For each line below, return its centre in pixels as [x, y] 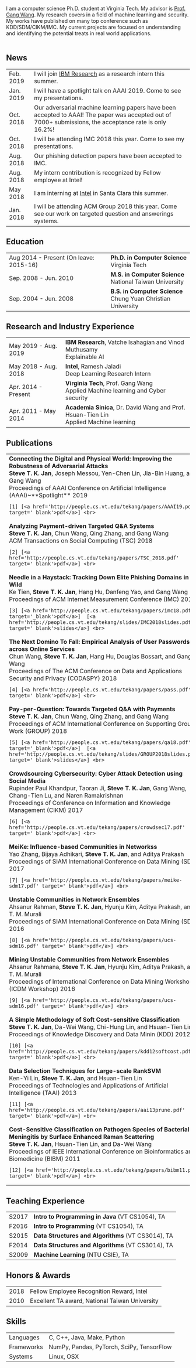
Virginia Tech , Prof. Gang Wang [109, 383]
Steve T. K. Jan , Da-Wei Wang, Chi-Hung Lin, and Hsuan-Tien [96, 1027]
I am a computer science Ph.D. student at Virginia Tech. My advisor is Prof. [96, 8]
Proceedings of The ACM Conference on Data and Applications [96, 671]
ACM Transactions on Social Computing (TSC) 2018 [81, 541]
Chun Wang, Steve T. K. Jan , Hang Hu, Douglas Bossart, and [92, 657]
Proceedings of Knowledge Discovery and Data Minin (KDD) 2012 [100, 1035]
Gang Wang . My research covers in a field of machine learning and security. [97, 15]
